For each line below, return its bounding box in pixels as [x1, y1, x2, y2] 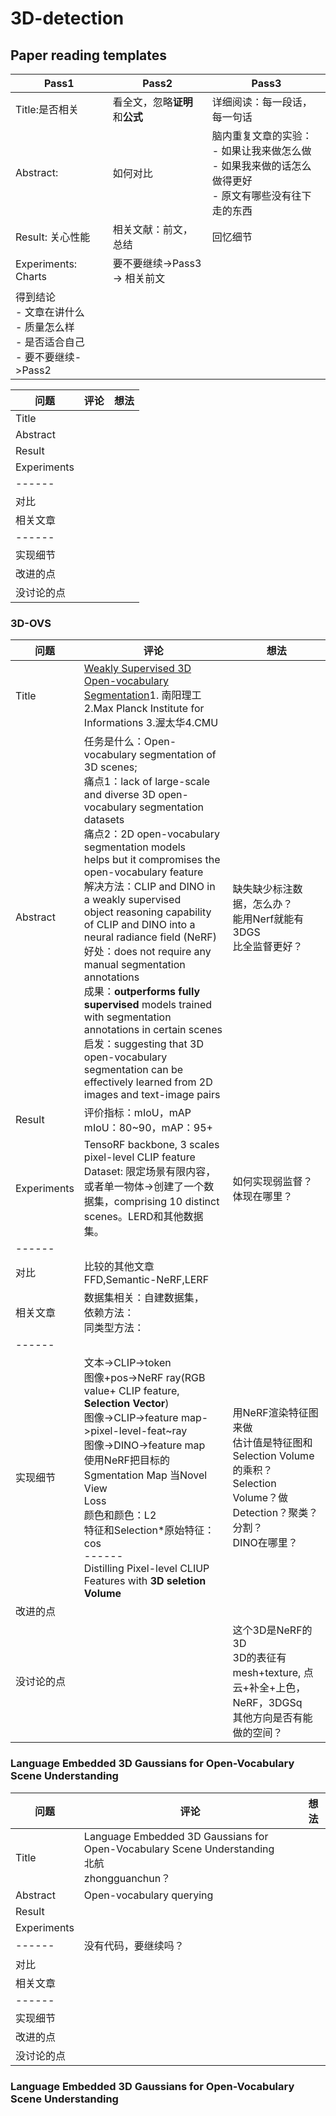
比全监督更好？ [232, 940, 303, 954]
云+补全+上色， [232, 1681, 307, 1695]
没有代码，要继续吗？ [83, 1938, 185, 1952]
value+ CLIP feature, [83, 1384, 180, 1398]
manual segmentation [83, 958, 186, 972]
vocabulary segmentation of [83, 748, 217, 762]
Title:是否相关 [15, 103, 79, 116]
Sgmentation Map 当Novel [83, 1468, 208, 1482]
